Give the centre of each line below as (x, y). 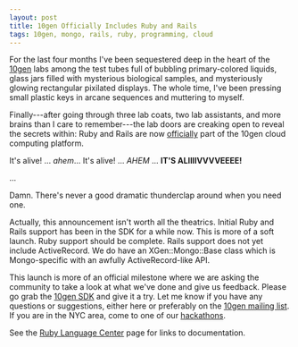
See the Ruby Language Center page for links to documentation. (128, 333)
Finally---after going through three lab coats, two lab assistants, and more (145, 115)
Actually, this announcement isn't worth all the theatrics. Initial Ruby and (142, 222)
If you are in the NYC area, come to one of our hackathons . (117, 316)
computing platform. (47, 143)
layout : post (33, 17)
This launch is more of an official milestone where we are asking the (134, 277)
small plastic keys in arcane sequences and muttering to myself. (127, 97)
